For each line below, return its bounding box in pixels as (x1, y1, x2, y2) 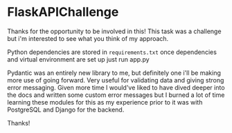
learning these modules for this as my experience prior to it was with (7, 98, 203, 106)
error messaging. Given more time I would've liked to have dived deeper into (7, 83, 225, 91)
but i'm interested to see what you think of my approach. (7, 34, 169, 42)
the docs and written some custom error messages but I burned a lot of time (7, 91, 225, 99)
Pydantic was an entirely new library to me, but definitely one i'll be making (7, 69, 222, 77)
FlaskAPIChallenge (7, 4, 119, 20)
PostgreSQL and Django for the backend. (7, 105, 125, 114)
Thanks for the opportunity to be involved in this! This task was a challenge (7, 27, 222, 35)
